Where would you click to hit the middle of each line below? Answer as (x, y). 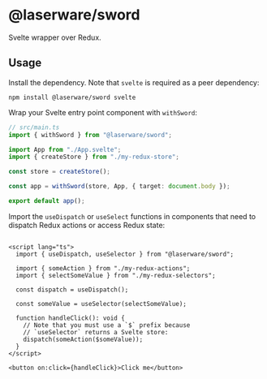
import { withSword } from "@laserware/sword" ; (90, 135)
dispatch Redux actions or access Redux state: (87, 225)
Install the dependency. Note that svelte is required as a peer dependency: (134, 82)
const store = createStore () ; (60, 172)
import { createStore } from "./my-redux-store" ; (94, 157)
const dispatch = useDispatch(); (72, 290)
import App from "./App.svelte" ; (65, 149)
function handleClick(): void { (71, 318)
